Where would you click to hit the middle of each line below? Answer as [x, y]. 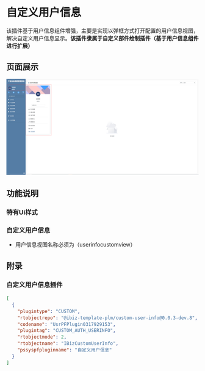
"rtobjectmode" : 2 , [42, 337]
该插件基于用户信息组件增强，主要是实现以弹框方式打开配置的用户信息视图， [103, 31]
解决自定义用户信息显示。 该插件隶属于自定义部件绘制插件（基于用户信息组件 [103, 38]
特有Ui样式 [22, 212]
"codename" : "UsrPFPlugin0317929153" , [67, 324]
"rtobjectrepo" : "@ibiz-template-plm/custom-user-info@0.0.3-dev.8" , [108, 318]
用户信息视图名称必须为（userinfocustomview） [75, 245]
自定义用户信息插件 [34, 284]
